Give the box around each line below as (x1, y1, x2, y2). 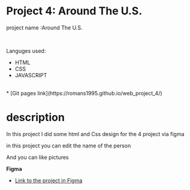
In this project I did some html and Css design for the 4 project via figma (6, 130, 185, 137)
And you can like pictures (6, 153, 69, 161)
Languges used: (6, 47, 46, 55)
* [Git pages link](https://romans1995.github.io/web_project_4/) (6, 89, 163, 96)
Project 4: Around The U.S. (6, 4, 143, 18)
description (6, 111, 65, 124)
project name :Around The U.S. (6, 24, 83, 31)
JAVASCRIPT (14, 71, 47, 79)
